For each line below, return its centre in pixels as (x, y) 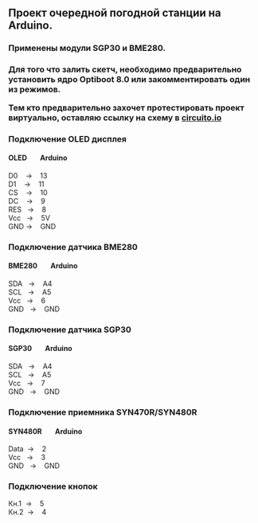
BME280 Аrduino (43, 266)
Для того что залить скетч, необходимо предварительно (125, 69)
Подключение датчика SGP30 (70, 330)
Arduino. (31, 26)
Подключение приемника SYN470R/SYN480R (103, 412)
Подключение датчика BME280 (73, 247)
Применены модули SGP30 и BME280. (87, 49)
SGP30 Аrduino (41, 349)
